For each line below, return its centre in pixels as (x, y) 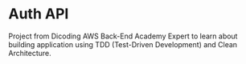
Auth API (39, 14)
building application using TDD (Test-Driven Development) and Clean (123, 44)
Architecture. (30, 53)
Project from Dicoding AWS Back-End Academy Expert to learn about (123, 36)
